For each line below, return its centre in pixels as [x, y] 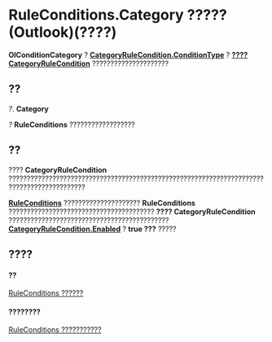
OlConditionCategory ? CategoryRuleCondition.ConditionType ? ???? [128, 55]
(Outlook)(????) [63, 32]
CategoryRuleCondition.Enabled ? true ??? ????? [92, 229]
